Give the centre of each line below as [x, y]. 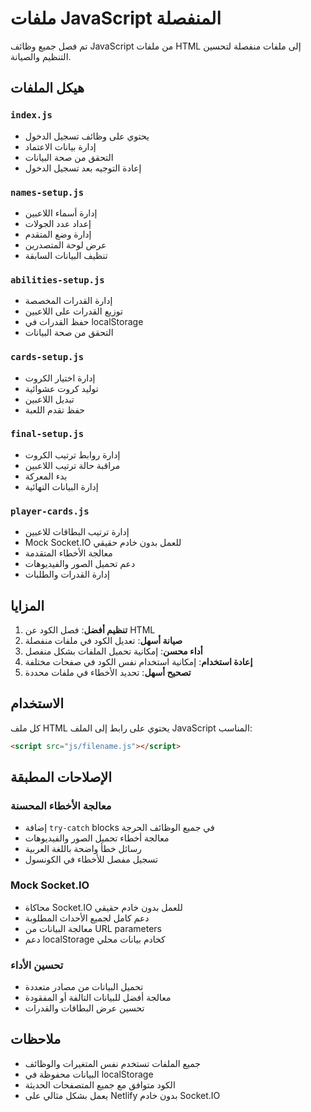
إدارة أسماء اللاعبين [61, 213]
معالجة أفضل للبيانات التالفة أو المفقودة [98, 997]
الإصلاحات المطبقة [61, 777]
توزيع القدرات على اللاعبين [73, 311]
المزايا [27, 605]
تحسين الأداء [37, 965]
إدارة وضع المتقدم [58, 234]
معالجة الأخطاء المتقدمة [68, 553]
